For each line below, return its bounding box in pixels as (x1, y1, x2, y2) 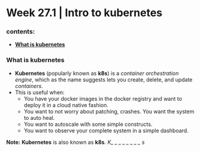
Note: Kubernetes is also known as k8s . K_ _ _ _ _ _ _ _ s (6, 138, 145, 146)
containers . (14, 82, 43, 89)
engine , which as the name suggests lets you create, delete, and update (14, 75, 193, 83)
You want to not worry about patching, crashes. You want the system (23, 108, 195, 115)
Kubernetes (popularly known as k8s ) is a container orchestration (14, 70, 179, 77)
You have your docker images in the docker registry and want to (23, 95, 183, 102)
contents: (6, 28, 35, 36)
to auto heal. (23, 114, 55, 121)
